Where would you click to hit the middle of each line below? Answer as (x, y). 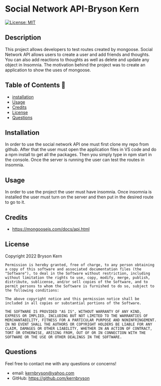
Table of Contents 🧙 (35, 85)
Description (23, 38)
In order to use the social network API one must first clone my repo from (77, 145)
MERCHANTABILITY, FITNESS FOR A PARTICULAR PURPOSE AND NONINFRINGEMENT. (81, 320)
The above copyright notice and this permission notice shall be (72, 299)
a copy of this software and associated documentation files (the (73, 269)
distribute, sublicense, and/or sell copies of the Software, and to (77, 282)
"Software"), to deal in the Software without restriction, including (78, 273)
